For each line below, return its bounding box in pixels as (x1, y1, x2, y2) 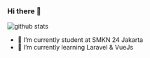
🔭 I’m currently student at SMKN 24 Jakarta (17, 36, 144, 44)
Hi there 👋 (7, 6, 42, 16)
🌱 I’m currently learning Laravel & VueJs (17, 43, 134, 52)
